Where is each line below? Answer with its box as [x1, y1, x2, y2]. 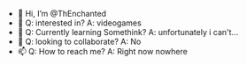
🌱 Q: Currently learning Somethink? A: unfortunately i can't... [17, 27, 239, 37]
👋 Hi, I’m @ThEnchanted [17, 9, 107, 18]
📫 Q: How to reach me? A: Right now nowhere [17, 47, 188, 56]
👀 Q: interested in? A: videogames [17, 18, 142, 28]
